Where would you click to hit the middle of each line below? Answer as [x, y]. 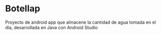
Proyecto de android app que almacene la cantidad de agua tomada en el [80, 22]
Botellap [23, 9]
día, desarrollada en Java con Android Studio [51, 27]
